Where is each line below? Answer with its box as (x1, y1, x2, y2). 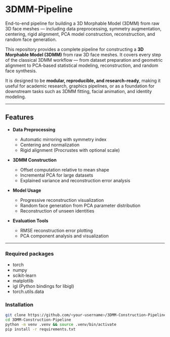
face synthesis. (5, 67, 37, 74)
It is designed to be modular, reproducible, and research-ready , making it (5, 77, 161, 83)
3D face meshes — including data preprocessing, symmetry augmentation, (5, 25, 162, 31)
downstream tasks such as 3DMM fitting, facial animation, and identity (5, 88, 152, 94)
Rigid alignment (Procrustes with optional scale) (20, 147, 120, 153)
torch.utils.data (12, 288, 44, 294)
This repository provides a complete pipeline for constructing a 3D (5, 46, 144, 52)
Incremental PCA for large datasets (20, 172, 94, 178)
